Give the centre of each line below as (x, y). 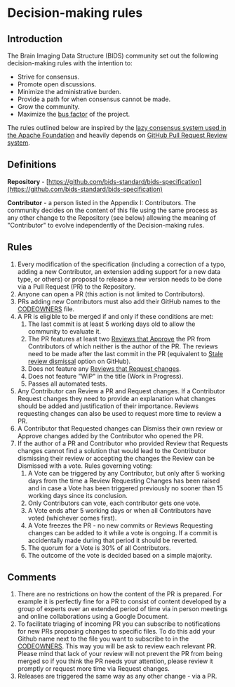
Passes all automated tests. (67, 384)
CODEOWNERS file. (46, 309)
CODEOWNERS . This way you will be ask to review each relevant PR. (117, 646)
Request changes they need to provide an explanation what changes (116, 398)
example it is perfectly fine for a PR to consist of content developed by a (122, 601)
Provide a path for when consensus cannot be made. (94, 99)
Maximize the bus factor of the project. (74, 114)
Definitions (32, 165)
